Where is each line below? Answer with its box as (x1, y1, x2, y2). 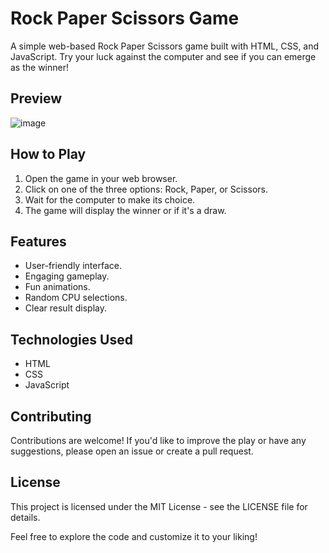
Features (10, 233, 67, 250)
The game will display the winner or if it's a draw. (24, 204, 227, 216)
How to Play (10, 146, 87, 163)
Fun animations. (24, 281, 91, 293)
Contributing (10, 408, 92, 425)
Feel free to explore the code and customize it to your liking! (10, 530, 258, 542)
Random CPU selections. (24, 292, 128, 304)
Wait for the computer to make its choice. (24, 193, 196, 206)
